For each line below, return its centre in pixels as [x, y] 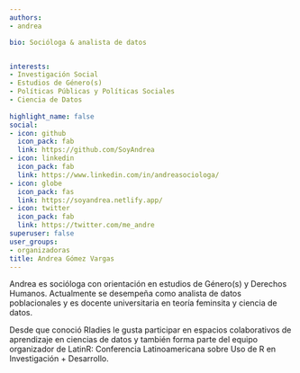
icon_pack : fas [46, 191]
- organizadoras [40, 250]
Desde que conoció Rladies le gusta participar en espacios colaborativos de [150, 330]
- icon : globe [36, 183]
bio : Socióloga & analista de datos [78, 42]
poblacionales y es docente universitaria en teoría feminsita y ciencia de [143, 303]
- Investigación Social [54, 75]
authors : [26, 18]
